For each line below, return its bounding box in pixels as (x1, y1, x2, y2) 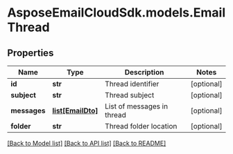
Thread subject (105, 90, 155, 99)
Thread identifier (105, 79, 159, 88)
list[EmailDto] (51, 106, 98, 115)
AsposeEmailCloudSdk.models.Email (7, 5, 226, 21)
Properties (7, 47, 54, 59)
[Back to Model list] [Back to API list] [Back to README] (7, 139, 166, 147)
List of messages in (105, 102, 169, 111)
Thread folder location (105, 122, 178, 131)
